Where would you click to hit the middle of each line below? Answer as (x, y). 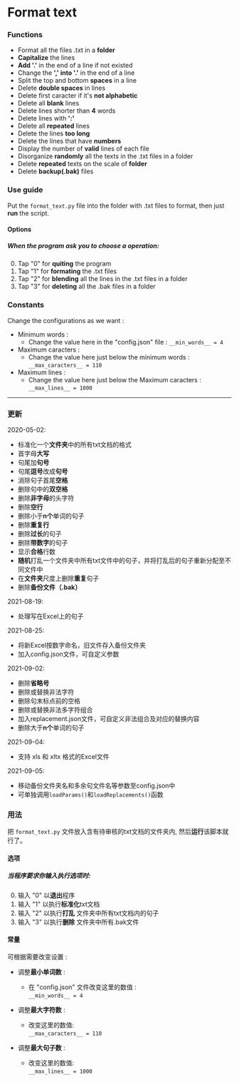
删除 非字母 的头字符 (46, 498)
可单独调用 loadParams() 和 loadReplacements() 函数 (90, 794)
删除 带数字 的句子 (43, 542)
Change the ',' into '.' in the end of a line (76, 73)
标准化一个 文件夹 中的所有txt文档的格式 (74, 444)
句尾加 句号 (33, 462)
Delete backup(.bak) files (55, 171)
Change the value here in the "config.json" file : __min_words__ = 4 (126, 342)
